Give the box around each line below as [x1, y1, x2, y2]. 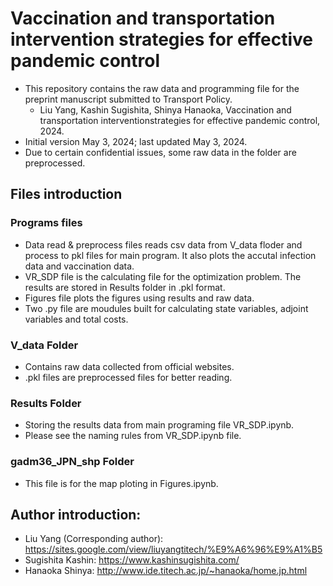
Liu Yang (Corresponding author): [24, 533, 164, 545]
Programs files [10, 216, 83, 230]
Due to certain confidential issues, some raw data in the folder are [24, 146, 297, 158]
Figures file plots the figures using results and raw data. [24, 292, 255, 304]
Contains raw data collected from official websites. [24, 360, 235, 372]
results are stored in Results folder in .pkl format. [24, 281, 226, 293]
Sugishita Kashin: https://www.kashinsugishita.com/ [24, 554, 240, 566]
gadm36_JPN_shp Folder [10, 455, 135, 469]
